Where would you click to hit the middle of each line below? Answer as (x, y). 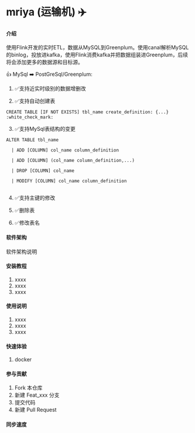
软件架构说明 (21, 251)
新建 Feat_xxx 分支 (37, 395)
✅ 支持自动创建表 (35, 101)
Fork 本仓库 (28, 388)
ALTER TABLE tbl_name (32, 140)
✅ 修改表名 (27, 223)
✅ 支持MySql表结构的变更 (45, 129)
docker (23, 360)
